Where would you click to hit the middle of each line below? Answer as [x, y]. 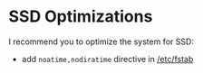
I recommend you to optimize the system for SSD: [101, 41]
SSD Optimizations [81, 17]
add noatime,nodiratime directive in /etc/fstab [107, 59]
